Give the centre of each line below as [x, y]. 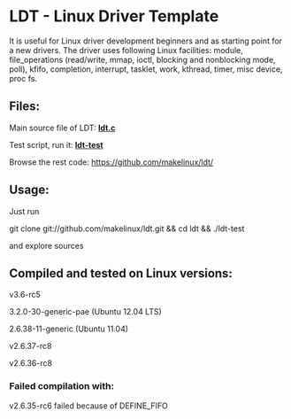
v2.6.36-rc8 [31, 363]
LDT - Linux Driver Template [114, 16]
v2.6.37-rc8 [31, 346]
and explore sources [46, 245]
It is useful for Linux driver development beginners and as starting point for [146, 41]
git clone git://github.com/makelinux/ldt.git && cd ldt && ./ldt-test [127, 229]
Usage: [30, 190]
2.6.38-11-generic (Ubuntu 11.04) [69, 329]
